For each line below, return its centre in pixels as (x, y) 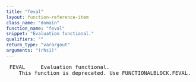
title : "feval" (25, 12)
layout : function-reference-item (48, 17)
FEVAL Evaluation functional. (59, 67)
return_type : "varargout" (38, 45)
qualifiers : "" (25, 39)
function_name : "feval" (36, 28)
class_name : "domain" (33, 23)
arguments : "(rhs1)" (32, 51)
